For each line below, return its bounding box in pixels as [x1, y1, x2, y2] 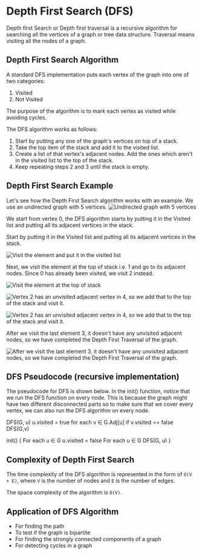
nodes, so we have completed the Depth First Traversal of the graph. [6, 335, 178, 343]
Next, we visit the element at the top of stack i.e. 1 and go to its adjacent [6, 263, 186, 271]
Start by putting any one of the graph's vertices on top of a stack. [15, 137, 178, 144]
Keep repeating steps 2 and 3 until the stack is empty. [15, 163, 149, 170]
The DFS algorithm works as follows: [6, 126, 98, 133]
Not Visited [15, 95, 44, 103]
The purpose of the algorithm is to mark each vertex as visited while [6, 107, 177, 115]
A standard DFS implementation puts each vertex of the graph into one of [6, 71, 189, 78]
